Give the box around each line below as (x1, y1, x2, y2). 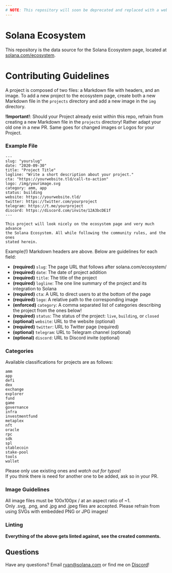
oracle (5, 427, 19, 432)
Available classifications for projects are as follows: (5, 359, 113, 365)
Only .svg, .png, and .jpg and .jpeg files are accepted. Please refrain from (5, 503, 160, 509)
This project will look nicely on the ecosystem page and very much (5, 221, 155, 226)
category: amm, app (5, 185, 47, 190)
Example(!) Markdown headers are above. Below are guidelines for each (5, 248, 158, 254)
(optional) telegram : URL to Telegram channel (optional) (12, 329, 131, 335)
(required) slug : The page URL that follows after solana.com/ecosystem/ (12, 264, 167, 270)
